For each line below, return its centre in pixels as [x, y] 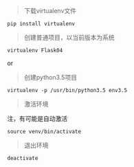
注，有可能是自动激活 [37, 119]
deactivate [23, 158]
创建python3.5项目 [51, 77]
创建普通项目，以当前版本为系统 [69, 37]
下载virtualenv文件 [50, 11]
